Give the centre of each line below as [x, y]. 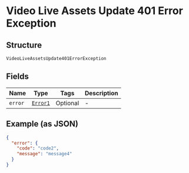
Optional [67, 103]
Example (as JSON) [42, 124]
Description [102, 93]
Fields [18, 77]
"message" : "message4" [44, 154]
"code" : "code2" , [38, 148]
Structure [24, 45]
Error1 [41, 103]
